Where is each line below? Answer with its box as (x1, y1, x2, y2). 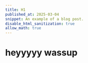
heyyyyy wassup (5, 47, 77, 59)
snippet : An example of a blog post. (5, 16, 84, 21)
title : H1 (5, 7, 26, 12)
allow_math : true (5, 26, 41, 31)
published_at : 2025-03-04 (5, 12, 59, 17)
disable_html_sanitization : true (5, 21, 75, 26)
